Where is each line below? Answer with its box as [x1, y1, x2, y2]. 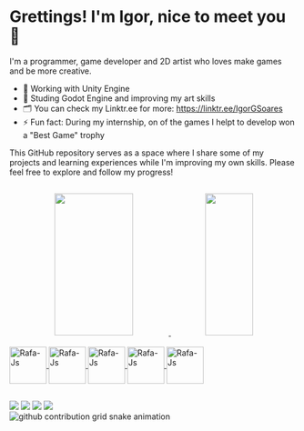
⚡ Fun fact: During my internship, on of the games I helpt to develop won [22, 116, 296, 127]
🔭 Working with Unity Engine [22, 83, 130, 94]
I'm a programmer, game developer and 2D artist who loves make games [9, 55, 282, 66]
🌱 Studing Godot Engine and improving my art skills [22, 93, 216, 104]
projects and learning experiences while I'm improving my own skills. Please [9, 156, 295, 167]
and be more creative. [9, 65, 93, 76]
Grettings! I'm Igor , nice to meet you [9, 6, 287, 27]
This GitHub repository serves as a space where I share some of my [9, 147, 264, 158]
